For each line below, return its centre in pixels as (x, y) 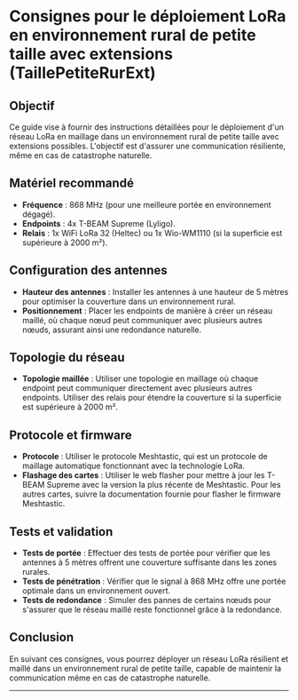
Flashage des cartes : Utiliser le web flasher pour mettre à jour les (143, 475)
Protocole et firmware (71, 435)
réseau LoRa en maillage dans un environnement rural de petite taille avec (144, 136)
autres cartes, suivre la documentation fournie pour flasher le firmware (151, 494)
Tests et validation (61, 532)
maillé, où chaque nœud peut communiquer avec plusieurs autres (142, 320)
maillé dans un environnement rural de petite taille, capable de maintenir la (145, 668)
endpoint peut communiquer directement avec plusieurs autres (137, 388)
